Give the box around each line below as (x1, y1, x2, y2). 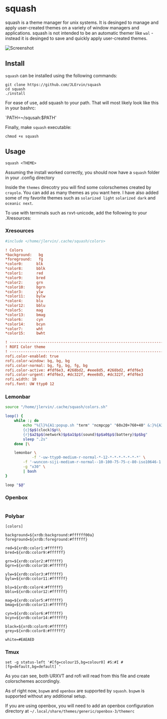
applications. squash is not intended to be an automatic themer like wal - (5, 30, 154, 36)
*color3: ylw (5, 289, 43, 294)
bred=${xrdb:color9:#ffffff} (5, 550, 66, 555)
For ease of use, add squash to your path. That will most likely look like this (5, 100, 159, 105)
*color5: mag (5, 308, 43, 313)
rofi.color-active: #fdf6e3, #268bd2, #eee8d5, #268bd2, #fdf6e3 (5, 368, 143, 373)
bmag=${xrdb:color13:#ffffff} (5, 603, 68, 608)
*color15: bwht (5, 331, 46, 336)
